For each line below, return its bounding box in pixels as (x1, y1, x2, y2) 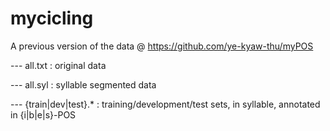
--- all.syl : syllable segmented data (10, 78, 157, 91)
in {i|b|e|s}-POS (10, 108, 77, 121)
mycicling (10, 7, 94, 30)
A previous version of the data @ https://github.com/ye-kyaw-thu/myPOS (10, 40, 314, 52)
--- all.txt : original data (10, 59, 107, 71)
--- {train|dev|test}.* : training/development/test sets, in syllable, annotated (10, 98, 321, 110)
